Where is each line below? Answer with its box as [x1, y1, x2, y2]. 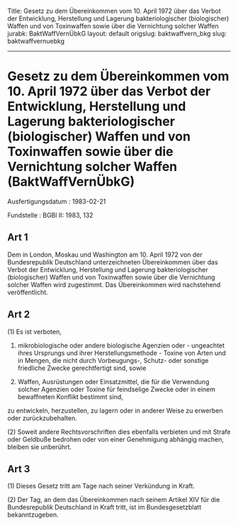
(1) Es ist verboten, [7, 327, 62, 336]
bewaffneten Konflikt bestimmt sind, [17, 392, 124, 401]
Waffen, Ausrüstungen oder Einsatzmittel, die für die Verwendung [17, 377, 210, 386]
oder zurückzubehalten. [7, 413, 77, 422]
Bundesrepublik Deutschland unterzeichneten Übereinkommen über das [7, 257, 218, 266]
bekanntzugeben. [7, 510, 59, 519]
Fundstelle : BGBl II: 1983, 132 [7, 211, 93, 219]
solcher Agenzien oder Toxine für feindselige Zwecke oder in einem [17, 385, 216, 393]
